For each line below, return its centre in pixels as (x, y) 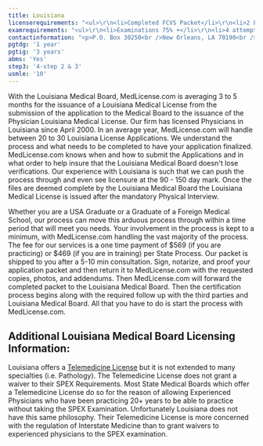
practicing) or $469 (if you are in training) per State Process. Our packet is (128, 253)
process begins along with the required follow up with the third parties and (128, 294)
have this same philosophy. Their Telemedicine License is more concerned (128, 418)
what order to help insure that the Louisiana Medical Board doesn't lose (123, 163)
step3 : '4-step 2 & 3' (45, 67)
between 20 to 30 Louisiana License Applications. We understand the (120, 137)
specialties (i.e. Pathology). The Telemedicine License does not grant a (122, 376)
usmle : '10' (27, 74)
